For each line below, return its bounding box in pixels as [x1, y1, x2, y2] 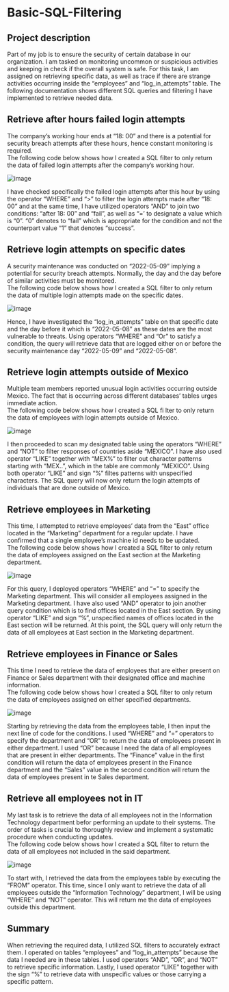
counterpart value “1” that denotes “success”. [7, 224, 135, 232]
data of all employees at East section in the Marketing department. [7, 628, 194, 637]
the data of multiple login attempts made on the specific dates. [7, 291, 183, 299]
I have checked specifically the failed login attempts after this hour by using [7, 187, 220, 196]
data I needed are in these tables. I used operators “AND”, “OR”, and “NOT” [7, 955, 218, 963]
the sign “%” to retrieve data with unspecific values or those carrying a [7, 970, 206, 978]
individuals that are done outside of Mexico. [7, 484, 131, 492]
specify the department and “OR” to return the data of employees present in [7, 737, 221, 745]
